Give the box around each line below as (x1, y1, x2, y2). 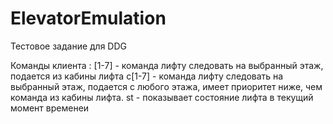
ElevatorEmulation (10, 7, 167, 30)
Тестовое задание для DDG (10, 40, 128, 52)
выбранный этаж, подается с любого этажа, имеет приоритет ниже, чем (10, 80, 323, 92)
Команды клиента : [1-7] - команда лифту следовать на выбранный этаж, (10, 59, 324, 71)
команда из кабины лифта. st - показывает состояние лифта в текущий (10, 91, 314, 103)
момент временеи (10, 102, 90, 114)
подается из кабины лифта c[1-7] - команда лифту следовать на (10, 70, 284, 82)
